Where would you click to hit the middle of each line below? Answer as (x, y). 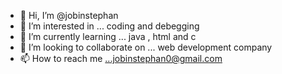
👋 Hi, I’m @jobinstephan (69, 15)
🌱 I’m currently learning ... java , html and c (108, 36)
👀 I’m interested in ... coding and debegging (109, 26)
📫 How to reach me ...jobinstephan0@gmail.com (121, 58)
